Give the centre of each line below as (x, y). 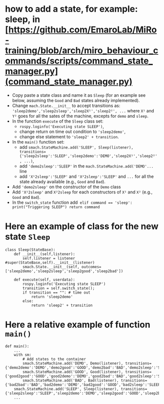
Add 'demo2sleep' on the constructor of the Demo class (66, 187)
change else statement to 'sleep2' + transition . (69, 137)
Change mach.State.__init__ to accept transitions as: (66, 106)
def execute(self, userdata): (45, 279)
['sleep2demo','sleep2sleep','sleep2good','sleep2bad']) (64, 271)
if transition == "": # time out (57, 292)
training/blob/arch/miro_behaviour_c (82, 51)
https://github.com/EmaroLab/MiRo (83, 30)
